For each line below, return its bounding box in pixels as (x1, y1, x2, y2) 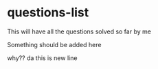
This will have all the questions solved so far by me (7, 27, 151, 36)
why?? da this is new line (7, 53, 78, 62)
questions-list (7, 5, 89, 20)
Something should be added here (7, 40, 102, 49)
